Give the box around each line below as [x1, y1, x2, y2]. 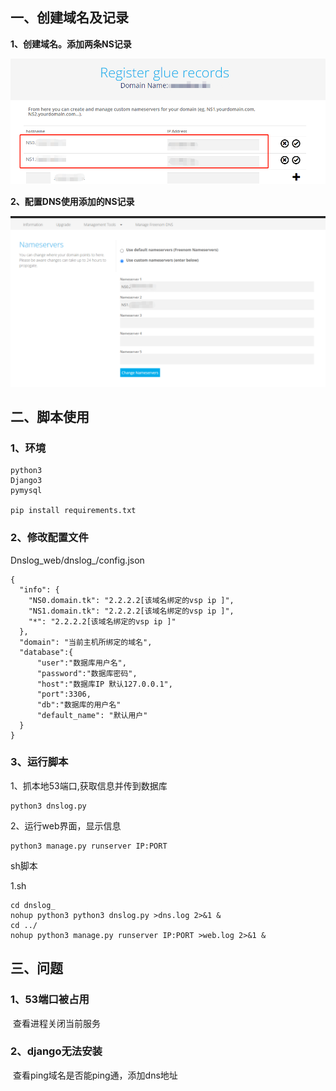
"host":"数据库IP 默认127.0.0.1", [36, 679, 173, 689]
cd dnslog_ [10, 900, 56, 910]
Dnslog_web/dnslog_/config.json [10, 554, 145, 566]
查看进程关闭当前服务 [12, 1017, 101, 1029]
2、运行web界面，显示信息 [10, 819, 122, 832]
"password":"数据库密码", [36, 668, 138, 678]
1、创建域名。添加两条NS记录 [10, 38, 132, 50]
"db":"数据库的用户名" [36, 699, 122, 710]
